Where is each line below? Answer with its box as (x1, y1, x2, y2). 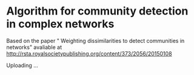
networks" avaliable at (6, 44, 62, 51)
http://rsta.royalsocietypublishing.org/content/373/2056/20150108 (6, 50, 172, 57)
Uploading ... (6, 62, 38, 69)
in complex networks (6, 17, 115, 31)
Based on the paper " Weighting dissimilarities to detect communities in (6, 37, 185, 44)
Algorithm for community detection (6, 4, 189, 18)
